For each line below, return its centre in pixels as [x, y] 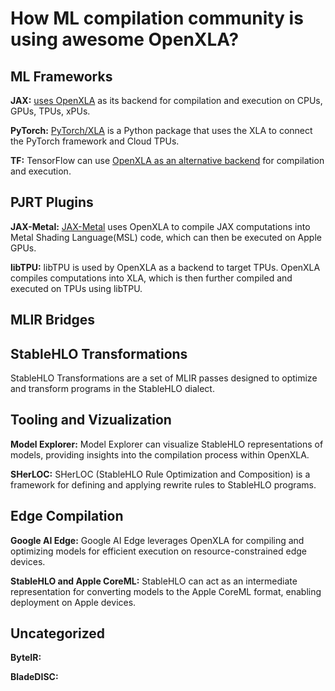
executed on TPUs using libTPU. [76, 288]
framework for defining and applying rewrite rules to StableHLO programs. [163, 484]
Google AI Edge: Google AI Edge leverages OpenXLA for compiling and [157, 540]
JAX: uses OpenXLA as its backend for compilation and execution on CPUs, [166, 100]
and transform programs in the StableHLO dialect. [112, 389]
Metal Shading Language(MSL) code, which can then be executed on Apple [166, 237]
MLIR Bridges [53, 320]
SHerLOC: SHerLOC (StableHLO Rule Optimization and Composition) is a [160, 474]
